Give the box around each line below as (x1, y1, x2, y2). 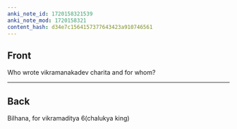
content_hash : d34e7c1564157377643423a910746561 (7, 23, 153, 30)
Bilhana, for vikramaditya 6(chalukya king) (7, 114, 130, 122)
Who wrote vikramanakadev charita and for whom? (7, 68, 156, 77)
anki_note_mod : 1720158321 (7, 17, 87, 24)
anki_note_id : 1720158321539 (7, 10, 93, 18)
